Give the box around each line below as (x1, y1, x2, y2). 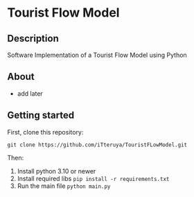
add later (17, 89, 43, 98)
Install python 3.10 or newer (17, 166, 96, 175)
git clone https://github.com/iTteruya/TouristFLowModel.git (7, 141, 188, 148)
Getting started (7, 110, 75, 121)
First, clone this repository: (7, 128, 84, 136)
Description (7, 33, 59, 44)
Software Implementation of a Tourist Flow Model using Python (7, 51, 187, 59)
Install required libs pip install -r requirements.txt (17, 174, 170, 182)
